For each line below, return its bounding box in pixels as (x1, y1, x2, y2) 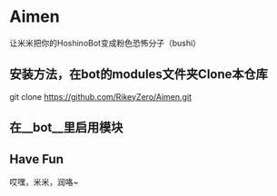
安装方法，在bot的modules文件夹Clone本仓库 (9, 66, 268, 83)
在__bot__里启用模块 (9, 120, 124, 135)
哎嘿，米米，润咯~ (9, 176, 79, 187)
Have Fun (9, 152, 64, 167)
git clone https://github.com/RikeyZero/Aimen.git (9, 91, 193, 102)
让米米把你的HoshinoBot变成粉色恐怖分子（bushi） (9, 37, 202, 48)
